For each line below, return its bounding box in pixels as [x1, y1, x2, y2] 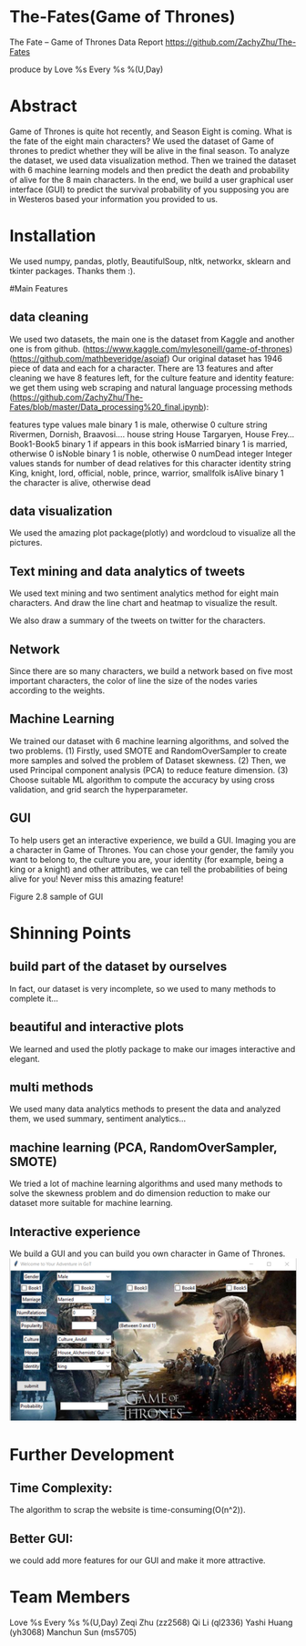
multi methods [9, 1079, 94, 1095]
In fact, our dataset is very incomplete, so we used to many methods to [9, 983, 276, 994]
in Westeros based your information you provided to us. [9, 193, 219, 204]
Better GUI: [9, 1530, 74, 1546]
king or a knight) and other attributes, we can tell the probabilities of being [9, 864, 289, 874]
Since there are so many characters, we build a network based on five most [9, 666, 293, 677]
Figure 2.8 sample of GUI [9, 891, 104, 902]
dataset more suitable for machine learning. [9, 1198, 173, 1209]
